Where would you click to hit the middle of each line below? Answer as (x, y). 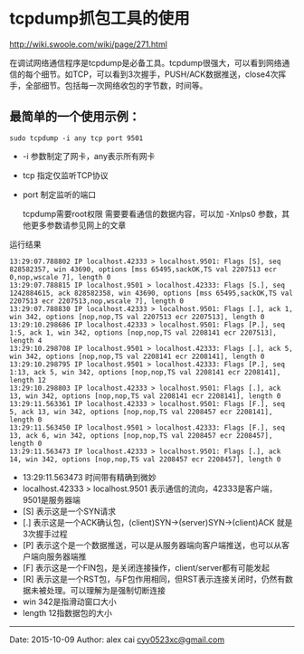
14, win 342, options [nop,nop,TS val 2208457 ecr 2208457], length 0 (145, 459)
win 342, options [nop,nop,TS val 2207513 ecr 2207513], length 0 (137, 317)
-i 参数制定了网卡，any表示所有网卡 (89, 156)
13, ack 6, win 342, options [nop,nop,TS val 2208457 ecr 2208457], (141, 435)
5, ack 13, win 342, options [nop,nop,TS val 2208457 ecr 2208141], (141, 412)
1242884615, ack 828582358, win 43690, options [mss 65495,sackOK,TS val (152, 293)
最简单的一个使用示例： (75, 117)
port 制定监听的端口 (59, 194)
